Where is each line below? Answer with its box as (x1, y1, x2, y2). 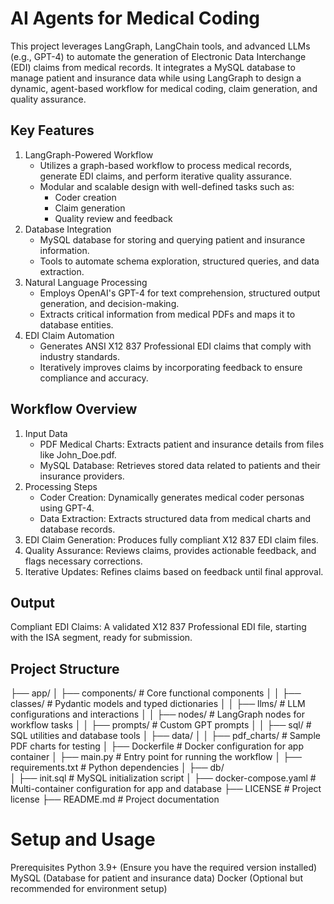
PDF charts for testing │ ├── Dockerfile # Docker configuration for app (10, 740, 304, 752)
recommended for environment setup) (10, 883, 168, 895)
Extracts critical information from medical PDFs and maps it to (39, 308, 296, 320)
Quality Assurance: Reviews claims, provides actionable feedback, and (24, 544, 317, 556)
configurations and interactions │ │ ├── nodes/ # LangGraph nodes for (10, 708, 306, 721)
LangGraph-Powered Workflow (24, 148, 154, 161)
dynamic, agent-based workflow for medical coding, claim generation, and (10, 82, 318, 94)
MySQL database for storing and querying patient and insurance (39, 233, 306, 246)
